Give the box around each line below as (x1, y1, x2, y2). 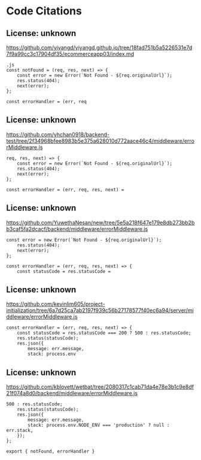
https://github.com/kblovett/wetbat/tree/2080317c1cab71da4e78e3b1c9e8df (6, 383, 194, 390)
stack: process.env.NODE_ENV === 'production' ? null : (28, 422, 170, 428)
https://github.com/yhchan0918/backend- (6, 131, 109, 138)
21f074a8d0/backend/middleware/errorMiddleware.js (6, 390, 138, 397)
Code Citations (6, 4, 82, 18)
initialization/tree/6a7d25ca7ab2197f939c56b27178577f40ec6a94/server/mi (6, 307, 194, 314)
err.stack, (6, 428, 33, 434)
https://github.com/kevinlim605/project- (6, 300, 105, 308)
